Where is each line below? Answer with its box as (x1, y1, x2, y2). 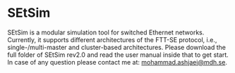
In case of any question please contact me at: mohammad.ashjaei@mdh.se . (7, 58, 228, 66)
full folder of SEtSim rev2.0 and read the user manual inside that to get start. (7, 51, 229, 59)
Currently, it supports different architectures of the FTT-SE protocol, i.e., (7, 35, 217, 44)
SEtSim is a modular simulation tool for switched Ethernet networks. (7, 28, 205, 36)
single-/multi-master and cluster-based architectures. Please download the (7, 43, 226, 51)
